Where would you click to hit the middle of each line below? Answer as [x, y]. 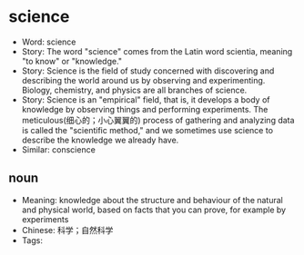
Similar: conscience [59, 149]
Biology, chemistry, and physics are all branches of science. [134, 90]
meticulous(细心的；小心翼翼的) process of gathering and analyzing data [158, 120]
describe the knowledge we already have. [100, 140]
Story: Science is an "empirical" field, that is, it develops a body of [146, 99]
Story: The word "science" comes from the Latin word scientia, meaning [157, 51]
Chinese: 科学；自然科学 [67, 230]
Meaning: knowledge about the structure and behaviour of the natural [152, 200]
